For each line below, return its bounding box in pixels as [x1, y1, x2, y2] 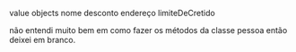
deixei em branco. [9, 35, 76, 45]
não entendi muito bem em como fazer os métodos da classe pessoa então [9, 25, 288, 35]
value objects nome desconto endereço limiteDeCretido [9, 8, 215, 18]
